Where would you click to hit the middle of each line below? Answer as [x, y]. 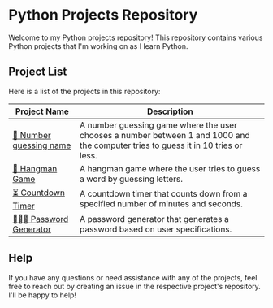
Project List [38, 72]
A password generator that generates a [154, 219]
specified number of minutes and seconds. [162, 204]
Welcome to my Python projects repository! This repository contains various [136, 37]
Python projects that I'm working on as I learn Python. [98, 46]
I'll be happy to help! [43, 295]
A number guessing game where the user [159, 125]
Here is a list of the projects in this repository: [84, 91]
